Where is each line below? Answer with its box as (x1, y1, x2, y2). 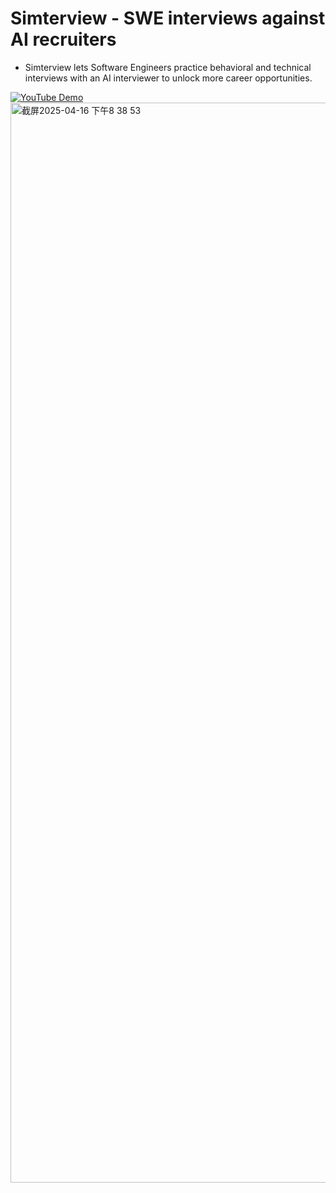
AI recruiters (10, 28, 117, 51)
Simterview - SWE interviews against (10, 7, 326, 30)
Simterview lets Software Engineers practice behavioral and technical (24, 61, 312, 73)
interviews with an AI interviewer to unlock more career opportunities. (24, 72, 313, 84)
